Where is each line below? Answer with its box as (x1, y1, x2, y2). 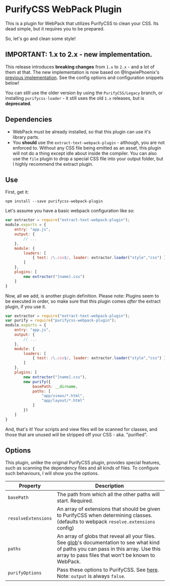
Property (19, 483, 41, 490)
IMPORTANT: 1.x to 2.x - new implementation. (5, 50, 153, 59)
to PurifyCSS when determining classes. (57, 512, 153, 519)
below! (5, 80, 19, 86)
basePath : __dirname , (32, 384, 78, 389)
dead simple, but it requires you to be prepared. (5, 25, 105, 31)
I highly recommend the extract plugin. (12, 161, 94, 167)
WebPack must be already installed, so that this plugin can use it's (12, 128, 151, 135)
